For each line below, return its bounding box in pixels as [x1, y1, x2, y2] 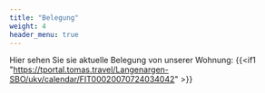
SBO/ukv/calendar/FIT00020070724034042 [9, 74, 175, 85]
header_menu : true [9, 30, 79, 39]
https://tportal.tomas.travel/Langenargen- [13, 64, 170, 75]
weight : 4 [9, 22, 47, 31]
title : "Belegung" [9, 13, 79, 23]
